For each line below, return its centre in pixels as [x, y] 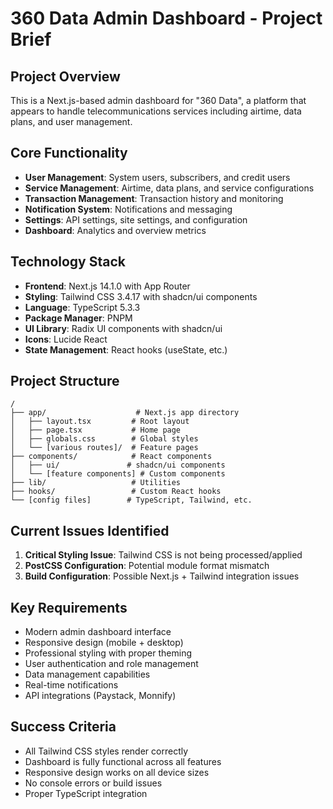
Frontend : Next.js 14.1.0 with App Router [107, 286]
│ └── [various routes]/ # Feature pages [104, 448]
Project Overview [65, 76]
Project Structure [65, 381]
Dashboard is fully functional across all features [123, 761]
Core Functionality [69, 153]
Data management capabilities [87, 674]
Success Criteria [63, 727]
